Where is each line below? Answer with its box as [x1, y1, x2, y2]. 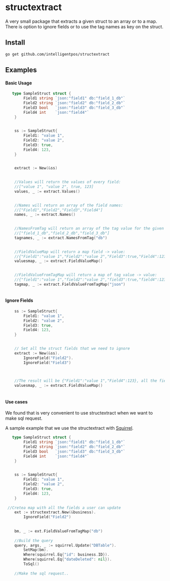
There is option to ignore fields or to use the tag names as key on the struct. [5, 23, 163, 29]
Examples [5, 66, 37, 74]
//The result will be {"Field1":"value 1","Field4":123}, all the [14, 378, 157, 383]
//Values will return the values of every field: [14, 180, 121, 185]
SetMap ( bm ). [23, 548, 49, 553]
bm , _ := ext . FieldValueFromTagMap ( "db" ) [14, 528, 103, 533]
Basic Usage [5, 80, 32, 86]
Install [5, 38, 25, 47]
